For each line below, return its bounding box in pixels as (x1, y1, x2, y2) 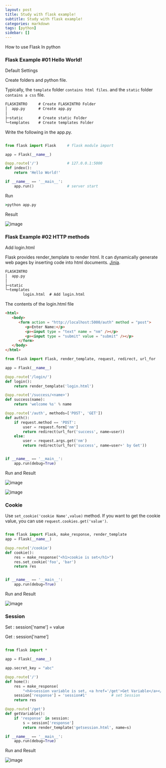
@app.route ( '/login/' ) (5, 374, 52, 380)
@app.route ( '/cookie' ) (5, 545, 52, 551)
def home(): (5, 679, 30, 684)
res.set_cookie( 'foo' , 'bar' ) (14, 559, 77, 565)
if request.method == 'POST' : (14, 420, 77, 425)
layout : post (5, 7, 32, 12)
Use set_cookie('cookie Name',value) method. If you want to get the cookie (5, 513, 161, 519)
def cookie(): (5, 550, 35, 555)
